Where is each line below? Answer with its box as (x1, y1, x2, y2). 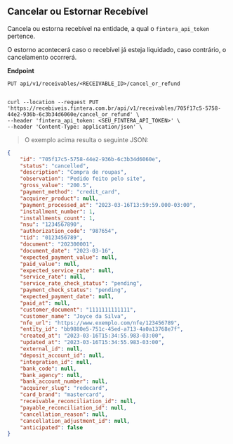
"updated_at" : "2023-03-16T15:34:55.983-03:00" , (20, 339, 165, 346)
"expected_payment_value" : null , (20, 253, 118, 261)
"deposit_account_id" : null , (20, 352, 105, 359)
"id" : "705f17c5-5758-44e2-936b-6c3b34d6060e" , (20, 156, 161, 163)
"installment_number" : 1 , (20, 208, 96, 215)
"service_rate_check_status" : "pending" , (20, 280, 142, 287)
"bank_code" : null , (20, 365, 77, 372)
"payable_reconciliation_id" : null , (20, 404, 128, 411)
